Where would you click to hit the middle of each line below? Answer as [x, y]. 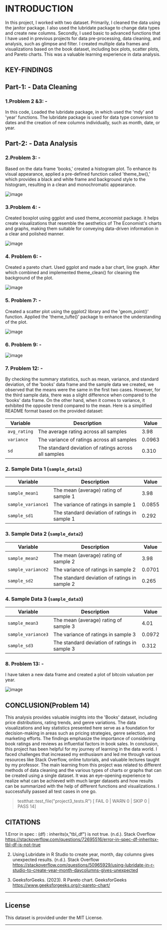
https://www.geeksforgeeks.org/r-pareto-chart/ [61, 885]
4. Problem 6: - [24, 256]
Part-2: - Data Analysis [42, 143]
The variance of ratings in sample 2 [94, 569]
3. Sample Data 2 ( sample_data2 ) [44, 534]
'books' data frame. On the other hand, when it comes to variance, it [75, 400]
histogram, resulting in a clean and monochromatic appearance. [71, 185]
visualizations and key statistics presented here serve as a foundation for [80, 728]
